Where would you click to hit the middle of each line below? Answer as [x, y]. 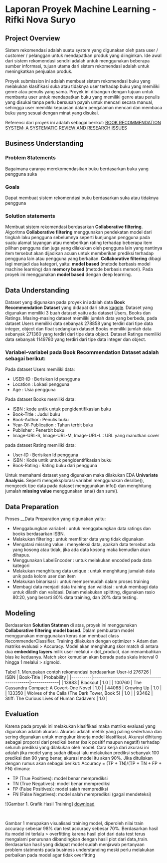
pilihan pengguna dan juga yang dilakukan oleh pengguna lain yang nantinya [84, 248]
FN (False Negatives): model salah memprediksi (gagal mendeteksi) [82, 794]
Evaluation [22, 714]
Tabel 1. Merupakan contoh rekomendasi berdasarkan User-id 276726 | [79, 672]
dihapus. [21, 555]
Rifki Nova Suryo [41, 20]
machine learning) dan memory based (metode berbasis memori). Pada [79, 269]
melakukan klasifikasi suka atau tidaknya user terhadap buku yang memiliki [82, 86]
